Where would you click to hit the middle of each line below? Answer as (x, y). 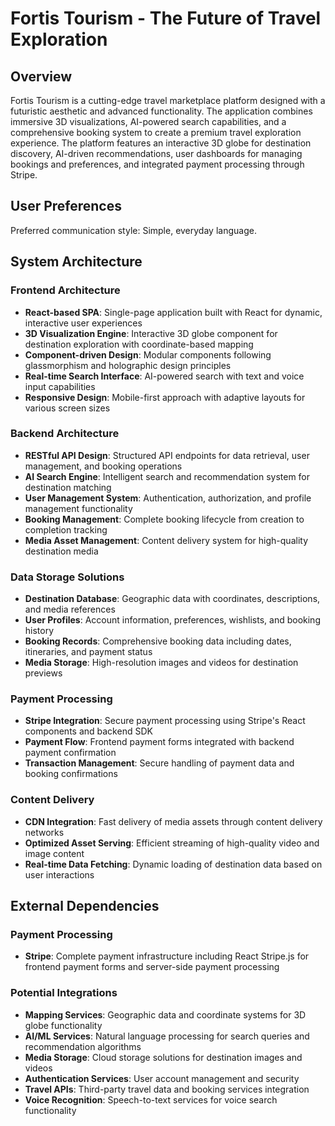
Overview (41, 76)
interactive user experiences (83, 323)
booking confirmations (71, 774)
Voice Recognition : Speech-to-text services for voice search (151, 1099)
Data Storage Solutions (67, 577)
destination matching (68, 487)
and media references (70, 609)
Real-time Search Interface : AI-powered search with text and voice (164, 376)
